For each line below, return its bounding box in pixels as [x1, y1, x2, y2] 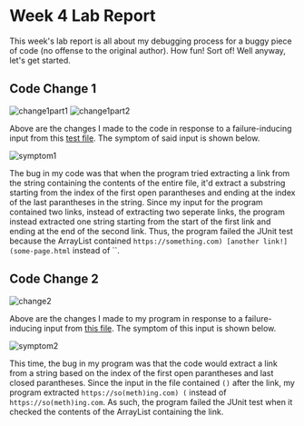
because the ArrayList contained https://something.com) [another [9, 235, 260, 246]
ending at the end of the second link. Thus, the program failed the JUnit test [9, 225, 293, 236]
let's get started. [9, 54, 71, 65]
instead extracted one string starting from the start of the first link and [9, 215, 271, 227]
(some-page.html [9, 246, 71, 255]
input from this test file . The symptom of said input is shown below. [9, 133, 260, 144]
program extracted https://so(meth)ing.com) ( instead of [9, 387, 227, 398]
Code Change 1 [9, 81, 97, 96]
